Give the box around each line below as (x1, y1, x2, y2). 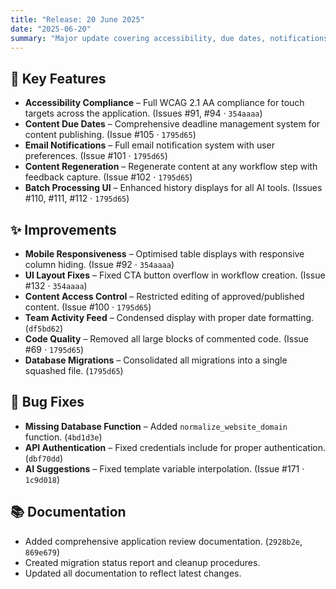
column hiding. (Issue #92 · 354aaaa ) (24, 259, 175, 270)
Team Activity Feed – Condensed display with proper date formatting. (24, 312, 315, 323)
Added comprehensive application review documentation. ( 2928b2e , (24, 535, 303, 547)
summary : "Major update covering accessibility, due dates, (10, 33, 267, 43)
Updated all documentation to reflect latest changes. (24, 567, 242, 579)
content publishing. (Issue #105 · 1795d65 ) (24, 129, 197, 141)
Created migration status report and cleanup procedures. (24, 556, 261, 568)
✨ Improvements (10, 221, 117, 238)
